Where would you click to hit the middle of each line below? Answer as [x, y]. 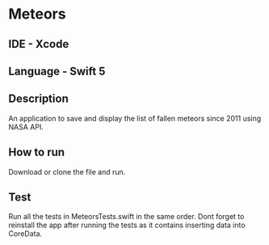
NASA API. [26, 127]
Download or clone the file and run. [67, 171]
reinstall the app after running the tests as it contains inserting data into [127, 225]
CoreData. [25, 234]
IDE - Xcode [39, 44]
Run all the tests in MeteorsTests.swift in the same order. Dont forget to [126, 217]
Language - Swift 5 [57, 71]
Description [38, 99]
